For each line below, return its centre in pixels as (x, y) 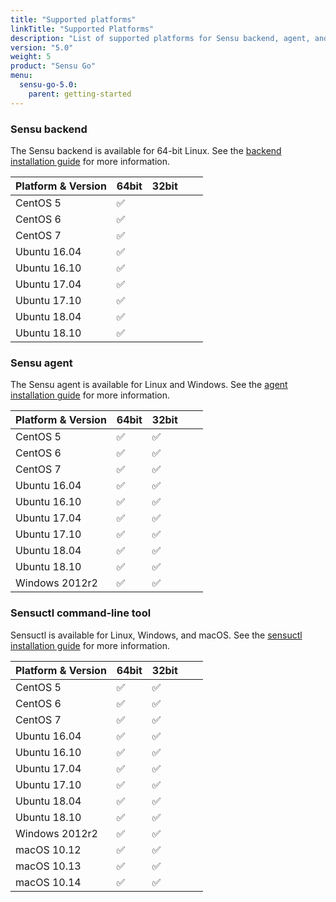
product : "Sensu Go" (53, 66)
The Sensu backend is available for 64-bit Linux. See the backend (146, 150)
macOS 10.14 (48, 882)
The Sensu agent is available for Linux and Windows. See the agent (149, 385)
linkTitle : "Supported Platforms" (82, 29)
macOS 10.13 (48, 866)
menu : (21, 76)
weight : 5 (31, 57)
